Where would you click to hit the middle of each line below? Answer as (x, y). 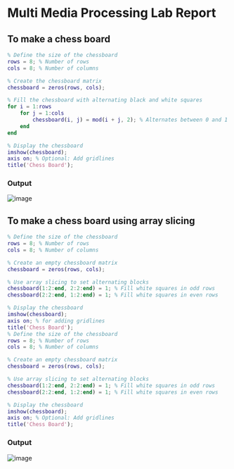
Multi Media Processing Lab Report (112, 13)
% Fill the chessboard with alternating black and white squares (105, 100)
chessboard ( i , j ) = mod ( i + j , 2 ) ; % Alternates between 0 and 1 (130, 120)
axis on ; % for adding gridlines (56, 321)
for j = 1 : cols (42, 113)
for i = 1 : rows (30, 107)
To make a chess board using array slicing (101, 221)
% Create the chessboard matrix (54, 81)
